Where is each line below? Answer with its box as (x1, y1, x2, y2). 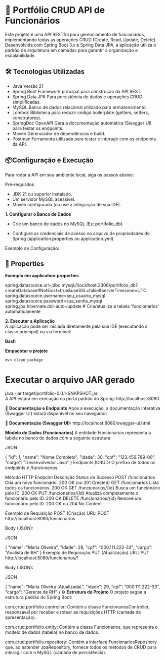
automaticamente (5, 308, 41, 314)
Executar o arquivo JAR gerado (5, 374, 135, 385)
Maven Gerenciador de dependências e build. (12, 130, 105, 136)
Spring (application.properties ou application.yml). (12, 236, 115, 241)
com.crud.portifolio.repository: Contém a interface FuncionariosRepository (5, 639, 157, 645)
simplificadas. (12, 99, 41, 105)
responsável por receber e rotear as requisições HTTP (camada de (5, 609, 141, 615)
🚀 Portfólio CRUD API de (5, 4, 105, 16)
